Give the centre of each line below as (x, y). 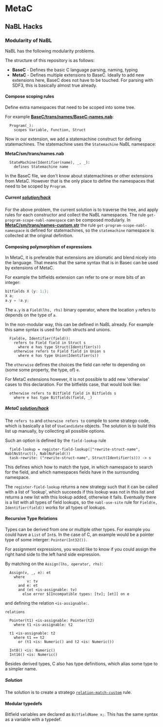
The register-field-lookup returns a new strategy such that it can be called (81, 487)
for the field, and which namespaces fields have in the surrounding (72, 472)
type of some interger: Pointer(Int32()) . (46, 540)
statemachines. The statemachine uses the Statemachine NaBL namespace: (81, 144)
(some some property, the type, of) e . (43, 370)
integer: (13, 283)
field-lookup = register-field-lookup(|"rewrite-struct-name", (75, 449)
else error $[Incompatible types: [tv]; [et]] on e (76, 594)
